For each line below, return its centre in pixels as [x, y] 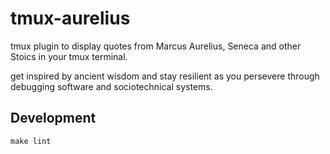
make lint [31, 141]
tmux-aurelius [70, 18]
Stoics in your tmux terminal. [69, 56]
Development [53, 118]
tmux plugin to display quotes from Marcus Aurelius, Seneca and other [156, 46]
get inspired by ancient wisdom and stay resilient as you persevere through [165, 76]
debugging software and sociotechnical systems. [111, 86]
